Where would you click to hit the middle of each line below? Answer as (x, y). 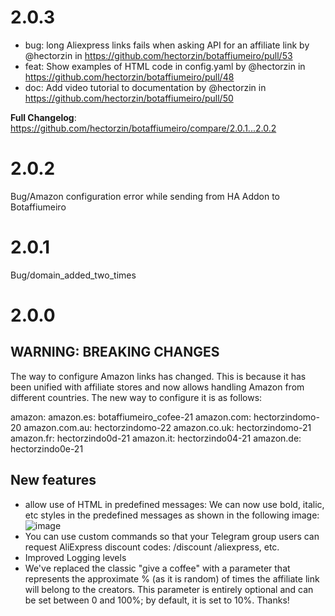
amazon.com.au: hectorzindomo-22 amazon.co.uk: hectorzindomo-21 (167, 427)
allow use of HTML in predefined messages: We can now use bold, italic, (174, 504)
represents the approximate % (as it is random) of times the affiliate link (172, 578)
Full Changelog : (43, 117)
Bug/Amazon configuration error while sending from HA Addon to (145, 196)
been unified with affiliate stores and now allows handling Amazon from (157, 387)
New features (53, 480)
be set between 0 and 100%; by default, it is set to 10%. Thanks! (157, 600)
